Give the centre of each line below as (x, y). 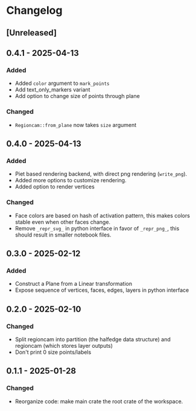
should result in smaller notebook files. (63, 235)
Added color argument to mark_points (62, 83)
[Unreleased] (32, 33)
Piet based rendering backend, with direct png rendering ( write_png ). (101, 174)
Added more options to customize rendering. (71, 181)
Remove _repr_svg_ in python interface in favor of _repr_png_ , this (97, 228)
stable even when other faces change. (62, 222)
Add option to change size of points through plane (77, 96)
